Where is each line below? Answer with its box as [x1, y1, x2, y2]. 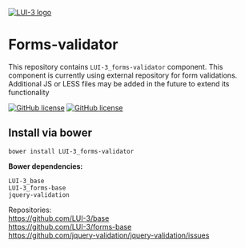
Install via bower [8, 126, 92, 140]
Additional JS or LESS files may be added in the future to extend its [8, 78, 230, 88]
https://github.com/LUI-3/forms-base [8, 222, 132, 231]
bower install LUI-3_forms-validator [8, 147, 135, 155]
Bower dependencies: [8, 161, 83, 171]
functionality [8, 87, 50, 97]
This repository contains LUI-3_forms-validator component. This [8, 62, 223, 71]
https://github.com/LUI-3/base [8, 213, 110, 223]
